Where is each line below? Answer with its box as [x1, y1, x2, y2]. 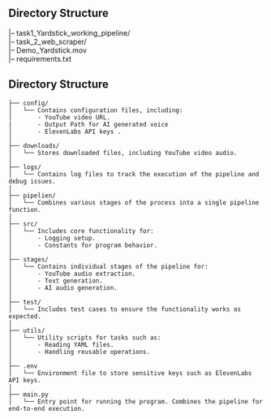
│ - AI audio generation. [8, 283, 118, 292]
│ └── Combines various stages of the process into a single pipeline [8, 198, 260, 206]
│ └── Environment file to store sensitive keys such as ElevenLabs [8, 369, 252, 377]
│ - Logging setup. [8, 234, 96, 242]
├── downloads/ [8, 141, 60, 149]
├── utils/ [8, 326, 45, 335]
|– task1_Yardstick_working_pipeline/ [8, 28, 131, 37]
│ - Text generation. [8, 276, 104, 285]
